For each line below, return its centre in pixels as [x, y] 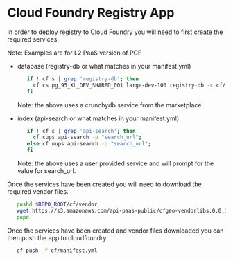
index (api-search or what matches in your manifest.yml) [98, 118]
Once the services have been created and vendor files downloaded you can [115, 231]
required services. [33, 39]
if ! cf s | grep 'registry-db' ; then [83, 79]
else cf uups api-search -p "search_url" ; [89, 144]
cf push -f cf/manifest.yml [57, 251]
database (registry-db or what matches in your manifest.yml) [104, 66]
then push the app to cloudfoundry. [58, 237]
